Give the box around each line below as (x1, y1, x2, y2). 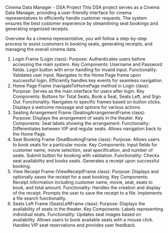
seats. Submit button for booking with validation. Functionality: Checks (12, 152, 160, 158)
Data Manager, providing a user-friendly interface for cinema (5, 10, 132, 16)
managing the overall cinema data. (5, 46, 77, 52)
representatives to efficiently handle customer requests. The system (5, 15, 147, 21)
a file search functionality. (12, 195, 67, 201)
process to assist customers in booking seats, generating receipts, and (5, 41, 153, 47)
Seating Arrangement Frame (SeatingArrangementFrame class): (12, 109, 145, 115)
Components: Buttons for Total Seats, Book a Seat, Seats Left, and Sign (12, 93, 161, 99)
